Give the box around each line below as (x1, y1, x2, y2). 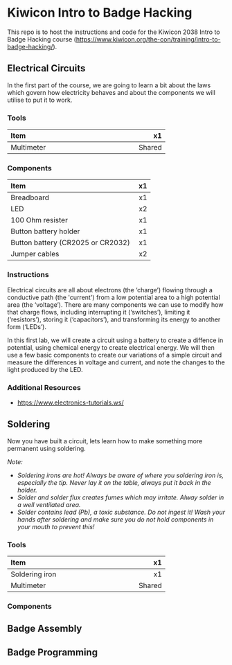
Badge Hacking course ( (7, 35, 76, 43)
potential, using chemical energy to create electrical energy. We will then (7, 343, 215, 351)
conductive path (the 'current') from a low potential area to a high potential (7, 293, 220, 301)
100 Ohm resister (10, 215, 68, 225)
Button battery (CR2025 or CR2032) (10, 238, 130, 247)
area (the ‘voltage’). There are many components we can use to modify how (7, 300, 224, 309)
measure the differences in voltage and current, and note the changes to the (7, 358, 225, 366)
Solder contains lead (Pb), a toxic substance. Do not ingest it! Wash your (17, 508, 226, 516)
